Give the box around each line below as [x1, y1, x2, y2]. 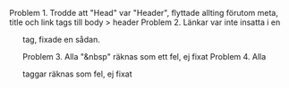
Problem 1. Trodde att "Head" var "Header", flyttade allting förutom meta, [9, 8, 279, 18]
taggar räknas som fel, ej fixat [21, 68, 132, 79]
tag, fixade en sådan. [21, 35, 100, 44]
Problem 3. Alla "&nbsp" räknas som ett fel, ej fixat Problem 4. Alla [21, 52, 267, 61]
